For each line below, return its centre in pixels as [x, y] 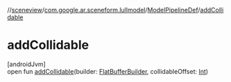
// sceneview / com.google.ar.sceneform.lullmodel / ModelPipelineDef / [104, 10]
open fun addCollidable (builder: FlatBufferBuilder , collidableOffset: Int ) [108, 71]
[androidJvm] [27, 64]
